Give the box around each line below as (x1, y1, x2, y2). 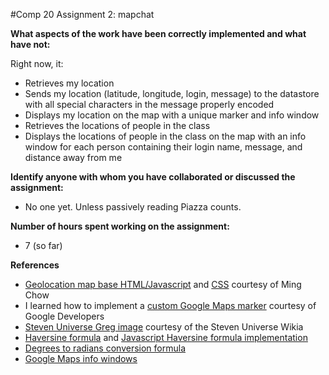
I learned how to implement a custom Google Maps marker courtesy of (24, 300, 317, 311)
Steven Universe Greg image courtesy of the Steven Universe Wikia (24, 321, 304, 333)
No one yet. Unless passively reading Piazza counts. (24, 201, 242, 213)
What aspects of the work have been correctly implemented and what (10, 28, 307, 39)
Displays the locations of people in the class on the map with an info (24, 130, 307, 142)
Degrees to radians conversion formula (24, 342, 186, 354)
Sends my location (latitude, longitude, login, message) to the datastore (24, 88, 320, 99)
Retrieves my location (24, 77, 115, 89)
